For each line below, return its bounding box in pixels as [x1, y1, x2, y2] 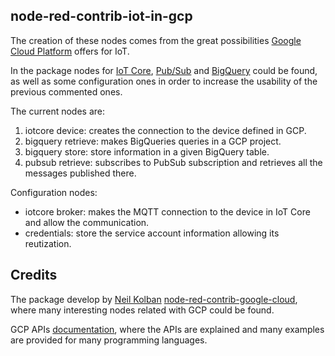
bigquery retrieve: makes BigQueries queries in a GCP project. [24, 135, 282, 147]
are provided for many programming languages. [10, 334, 208, 346]
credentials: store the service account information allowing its [24, 227, 280, 239]
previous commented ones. [10, 85, 123, 98]
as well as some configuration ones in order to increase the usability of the [10, 75, 318, 87]
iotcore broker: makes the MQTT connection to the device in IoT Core [24, 205, 311, 218]
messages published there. [24, 167, 137, 179]
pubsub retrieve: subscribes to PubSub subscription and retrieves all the [24, 156, 323, 168]
